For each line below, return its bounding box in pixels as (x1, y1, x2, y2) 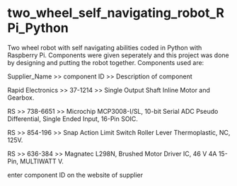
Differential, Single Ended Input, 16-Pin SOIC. (7, 115, 138, 123)
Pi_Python (7, 20, 69, 36)
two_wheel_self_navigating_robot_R (7, 5, 225, 21)
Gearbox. (7, 93, 35, 102)
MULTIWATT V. (20, 157, 64, 165)
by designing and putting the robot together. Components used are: (7, 58, 204, 66)
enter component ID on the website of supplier (7, 170, 144, 179)
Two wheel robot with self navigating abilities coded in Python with (7, 43, 202, 52)
